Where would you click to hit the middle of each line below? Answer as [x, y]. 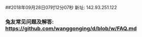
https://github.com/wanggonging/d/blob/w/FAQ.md [71, 28]
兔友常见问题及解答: [30, 22]
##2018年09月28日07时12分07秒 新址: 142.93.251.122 [61, 7]
